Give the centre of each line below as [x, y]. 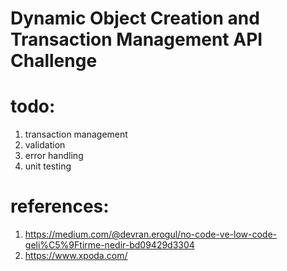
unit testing [48, 166]
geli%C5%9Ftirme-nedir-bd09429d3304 [109, 245]
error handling [54, 156]
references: [60, 206]
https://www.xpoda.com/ [76, 256]
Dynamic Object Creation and [135, 18]
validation [45, 145]
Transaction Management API [136, 39]
